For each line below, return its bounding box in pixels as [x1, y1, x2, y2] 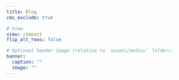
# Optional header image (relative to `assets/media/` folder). [6, 48, 174, 54]
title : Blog [6, 8, 37, 15]
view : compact [6, 31, 43, 37]
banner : [6, 53, 26, 59]
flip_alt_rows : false [6, 37, 62, 43]
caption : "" [12, 59, 43, 65]
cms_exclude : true [6, 15, 53, 21]
